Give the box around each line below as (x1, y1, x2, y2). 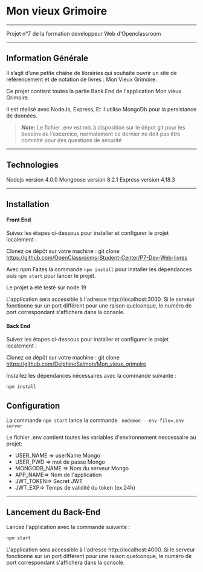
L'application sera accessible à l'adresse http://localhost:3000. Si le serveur (6, 295, 195, 303)
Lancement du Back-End (6, 507, 101, 518)
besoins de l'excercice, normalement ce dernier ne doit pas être (21, 130, 181, 137)
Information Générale (6, 53, 89, 64)
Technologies (6, 160, 59, 170)
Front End (6, 216, 31, 223)
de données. (6, 112, 37, 119)
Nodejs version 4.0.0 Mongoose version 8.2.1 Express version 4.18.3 (6, 176, 175, 183)
